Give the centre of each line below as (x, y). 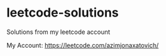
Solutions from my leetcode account (58, 32)
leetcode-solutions (63, 13)
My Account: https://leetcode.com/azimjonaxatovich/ (83, 45)
